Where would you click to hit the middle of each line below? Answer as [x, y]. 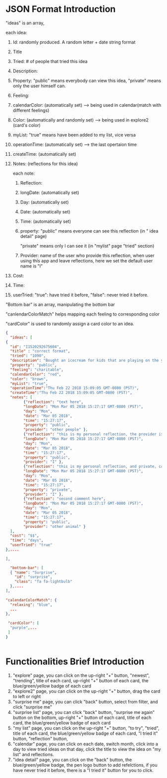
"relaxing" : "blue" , [31, 605]
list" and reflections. [33, 754]
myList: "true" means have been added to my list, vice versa [74, 134]
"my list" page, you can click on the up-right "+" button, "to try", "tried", [86, 728]
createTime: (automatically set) [44, 154]
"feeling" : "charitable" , [37, 370]
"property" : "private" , [48, 490]
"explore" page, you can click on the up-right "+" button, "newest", [81, 675]
